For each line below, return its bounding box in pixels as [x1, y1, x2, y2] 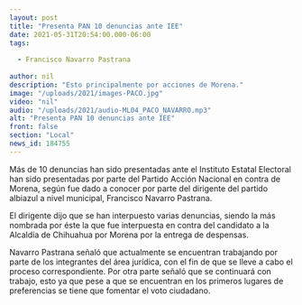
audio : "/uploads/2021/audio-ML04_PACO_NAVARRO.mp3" [9, 106, 212, 115]
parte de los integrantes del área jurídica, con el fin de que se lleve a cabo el [9, 256, 293, 267]
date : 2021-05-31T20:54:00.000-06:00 [9, 30, 151, 39]
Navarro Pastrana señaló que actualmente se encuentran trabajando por [9, 246, 278, 257]
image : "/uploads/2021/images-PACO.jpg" [9, 88, 164, 97]
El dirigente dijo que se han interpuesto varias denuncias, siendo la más [9, 209, 277, 221]
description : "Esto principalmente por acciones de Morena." [9, 80, 244, 89]
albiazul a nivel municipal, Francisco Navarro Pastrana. [9, 192, 213, 203]
